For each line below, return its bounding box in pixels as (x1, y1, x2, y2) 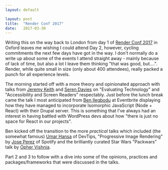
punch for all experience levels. (5, 71, 70, 78)
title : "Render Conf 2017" (5, 21, 64, 26)
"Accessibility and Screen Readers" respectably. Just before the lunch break (5, 92, 163, 98)
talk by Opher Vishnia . (5, 144, 51, 150)
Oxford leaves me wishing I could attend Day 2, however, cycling (5, 45, 139, 51)
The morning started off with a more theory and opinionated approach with (5, 81, 160, 87)
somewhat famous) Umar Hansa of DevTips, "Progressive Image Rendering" (5, 133, 163, 139)
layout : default (5, 7, 39, 13)
